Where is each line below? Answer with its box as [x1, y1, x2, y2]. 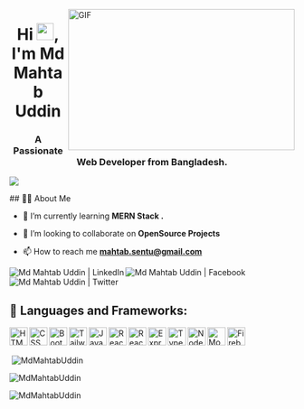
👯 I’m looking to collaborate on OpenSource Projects [22, 228, 220, 239]
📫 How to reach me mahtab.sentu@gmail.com [22, 246, 203, 257]
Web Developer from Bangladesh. [76, 156, 228, 169]
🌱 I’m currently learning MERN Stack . [22, 210, 165, 221]
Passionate [13, 144, 63, 157]
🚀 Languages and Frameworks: [9, 302, 188, 318]
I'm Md [11, 43, 65, 64]
